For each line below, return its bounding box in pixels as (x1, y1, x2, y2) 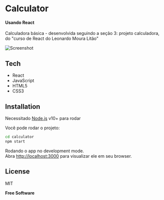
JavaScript (12, 78, 34, 84)
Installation (5, 102, 40, 111)
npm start (5, 139, 26, 144)
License (5, 168, 30, 176)
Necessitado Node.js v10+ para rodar (5, 115, 81, 121)
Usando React (5, 19, 34, 25)
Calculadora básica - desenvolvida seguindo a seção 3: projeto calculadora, (5, 30, 160, 36)
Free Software (5, 190, 35, 196)
